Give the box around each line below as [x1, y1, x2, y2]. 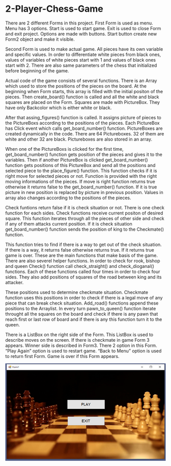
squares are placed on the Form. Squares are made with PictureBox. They [5, 99, 160, 105]
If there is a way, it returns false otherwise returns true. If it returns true [5, 246, 154, 253]
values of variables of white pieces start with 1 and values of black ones [5, 57, 156, 63]
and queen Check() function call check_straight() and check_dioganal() [5, 263, 154, 269]
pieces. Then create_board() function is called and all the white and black [5, 94, 159, 100]
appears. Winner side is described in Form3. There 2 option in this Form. [5, 342, 157, 348]
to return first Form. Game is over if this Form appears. [5, 353, 120, 359]
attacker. [5, 279, 24, 285]
